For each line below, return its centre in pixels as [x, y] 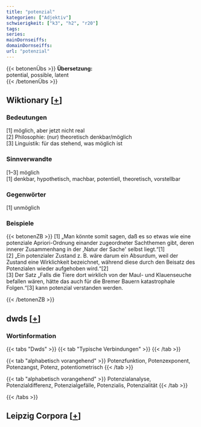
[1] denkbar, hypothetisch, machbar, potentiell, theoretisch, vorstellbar [94, 178]
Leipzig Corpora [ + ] [44, 416]
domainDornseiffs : [29, 46]
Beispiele [20, 223]
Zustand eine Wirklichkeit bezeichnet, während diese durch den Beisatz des [101, 262]
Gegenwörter [26, 194]
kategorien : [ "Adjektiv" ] [39, 18]
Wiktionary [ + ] [34, 100]
